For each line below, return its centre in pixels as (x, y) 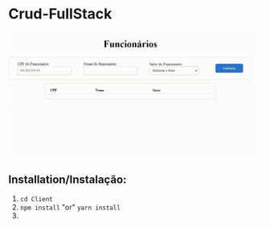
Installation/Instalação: (67, 179)
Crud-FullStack (60, 14)
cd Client (37, 200)
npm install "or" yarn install (70, 207)
